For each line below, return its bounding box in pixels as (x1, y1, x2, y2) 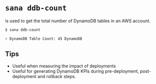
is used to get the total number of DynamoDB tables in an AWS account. (5, 18, 151, 24)
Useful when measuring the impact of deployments (12, 63, 116, 69)
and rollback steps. (37, 73, 76, 79)
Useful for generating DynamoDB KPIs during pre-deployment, (12, 68, 139, 74)
